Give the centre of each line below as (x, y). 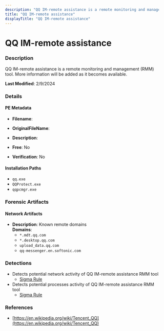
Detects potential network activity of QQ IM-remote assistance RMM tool (85, 274)
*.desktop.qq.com (37, 240)
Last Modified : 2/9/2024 (30, 83)
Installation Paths (23, 168)
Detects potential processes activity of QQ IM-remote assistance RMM (83, 284)
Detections (18, 263)
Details (14, 96)
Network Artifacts (24, 213)
